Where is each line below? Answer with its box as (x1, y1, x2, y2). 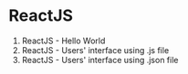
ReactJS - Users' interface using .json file (21, 54, 179, 65)
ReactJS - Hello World (21, 35, 106, 46)
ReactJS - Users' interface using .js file (21, 44, 170, 55)
